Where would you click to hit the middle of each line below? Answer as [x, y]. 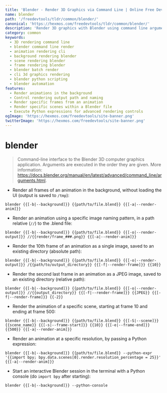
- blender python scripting [39, 79]
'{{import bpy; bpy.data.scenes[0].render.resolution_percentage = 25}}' [83, 357]
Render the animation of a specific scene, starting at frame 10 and [80, 306]
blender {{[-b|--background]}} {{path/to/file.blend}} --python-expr [79, 353]
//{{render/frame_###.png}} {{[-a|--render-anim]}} [82, 237]
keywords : [15, 38]
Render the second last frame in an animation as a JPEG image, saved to [87, 274]
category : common [23, 33]
